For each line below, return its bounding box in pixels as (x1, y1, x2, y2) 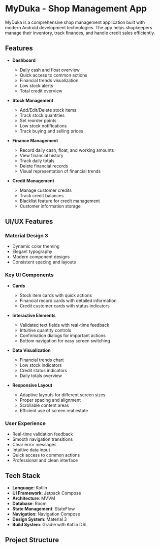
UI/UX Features (5, 217, 53, 226)
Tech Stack (5, 471, 40, 480)
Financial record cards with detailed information (19, 297, 117, 303)
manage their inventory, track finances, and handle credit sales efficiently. (5, 30, 155, 36)
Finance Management (12, 137, 58, 143)
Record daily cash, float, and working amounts (19, 147, 114, 153)
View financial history (19, 152, 64, 158)
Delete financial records (19, 163, 68, 169)
